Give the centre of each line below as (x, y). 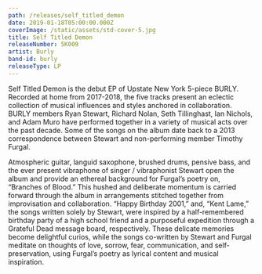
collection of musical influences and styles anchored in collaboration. (120, 105)
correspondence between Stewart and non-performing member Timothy (126, 139)
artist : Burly (31, 52)
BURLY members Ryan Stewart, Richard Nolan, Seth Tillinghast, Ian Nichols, (131, 114)
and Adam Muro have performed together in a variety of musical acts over (128, 121)
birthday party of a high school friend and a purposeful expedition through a (131, 220)
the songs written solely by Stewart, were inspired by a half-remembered (126, 211)
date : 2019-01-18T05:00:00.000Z (61, 23)
